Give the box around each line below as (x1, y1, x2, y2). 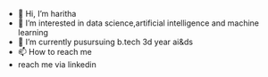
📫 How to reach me (17, 47, 92, 57)
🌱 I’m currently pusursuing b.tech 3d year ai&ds (17, 36, 194, 47)
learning (17, 27, 49, 37)
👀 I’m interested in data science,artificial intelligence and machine (17, 18, 259, 28)
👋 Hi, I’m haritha (17, 9, 77, 19)
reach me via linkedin (17, 59, 96, 70)
